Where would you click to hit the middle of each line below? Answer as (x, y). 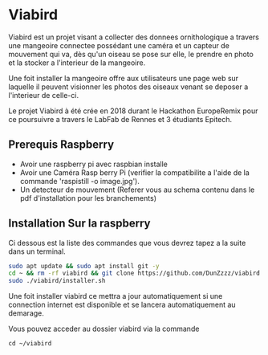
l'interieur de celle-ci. (43, 95)
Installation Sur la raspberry (79, 224)
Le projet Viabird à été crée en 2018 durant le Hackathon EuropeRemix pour (133, 111)
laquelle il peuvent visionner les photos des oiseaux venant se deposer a (128, 87)
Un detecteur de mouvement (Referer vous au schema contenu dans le (137, 190)
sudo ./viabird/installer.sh (57, 281)
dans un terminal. (37, 251)
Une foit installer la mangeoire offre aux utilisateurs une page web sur (124, 78)
